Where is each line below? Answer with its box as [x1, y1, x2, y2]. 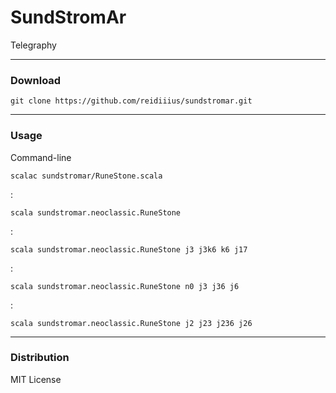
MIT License [10, 373, 62, 385]
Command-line [10, 151, 72, 163]
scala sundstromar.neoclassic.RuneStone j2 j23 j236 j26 [10, 318, 253, 328]
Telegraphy [10, 39, 57, 51]
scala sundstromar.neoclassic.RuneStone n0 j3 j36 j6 [10, 281, 240, 291]
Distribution [10, 351, 70, 365]
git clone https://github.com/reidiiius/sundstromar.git [10, 96, 253, 106]
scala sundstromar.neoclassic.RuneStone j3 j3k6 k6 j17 [10, 244, 248, 255]
